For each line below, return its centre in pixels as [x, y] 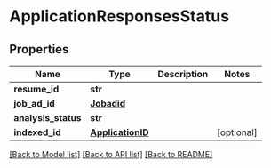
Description [183, 74]
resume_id [36, 89]
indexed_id [37, 132]
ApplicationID [120, 132]
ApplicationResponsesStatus [119, 16]
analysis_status [48, 118]
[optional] [237, 132]
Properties [39, 49]
